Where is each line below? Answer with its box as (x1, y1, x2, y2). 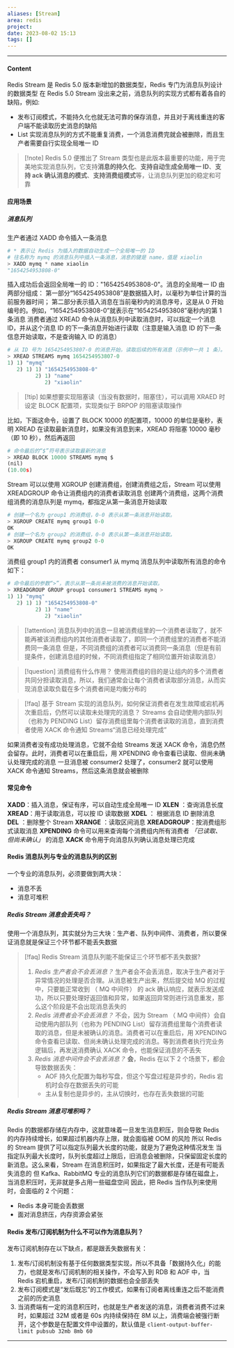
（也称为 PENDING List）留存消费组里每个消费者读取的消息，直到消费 (24, 716, 224, 725)
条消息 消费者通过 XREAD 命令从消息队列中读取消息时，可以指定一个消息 (7, 315, 216, 324)
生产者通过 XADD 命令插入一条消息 (7, 233, 108, 241)
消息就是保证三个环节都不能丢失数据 (13, 938, 117, 946)
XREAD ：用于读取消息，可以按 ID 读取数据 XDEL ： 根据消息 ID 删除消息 (7, 809, 215, 817)
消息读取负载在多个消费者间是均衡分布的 (30, 684, 147, 692)
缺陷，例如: (7, 98, 40, 107)
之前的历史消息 (17, 1294, 61, 1303)
